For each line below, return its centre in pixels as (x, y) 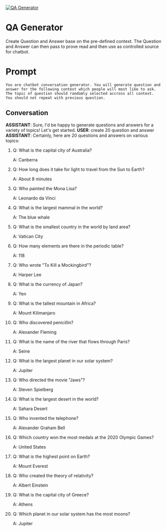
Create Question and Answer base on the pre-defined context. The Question (83, 41)
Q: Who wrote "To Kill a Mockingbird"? (52, 265)
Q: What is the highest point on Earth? (51, 456)
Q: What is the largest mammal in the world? (58, 207)
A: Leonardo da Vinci (34, 198)
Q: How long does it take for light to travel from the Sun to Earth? (79, 169)
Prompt (21, 72)
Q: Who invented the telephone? (45, 418)
